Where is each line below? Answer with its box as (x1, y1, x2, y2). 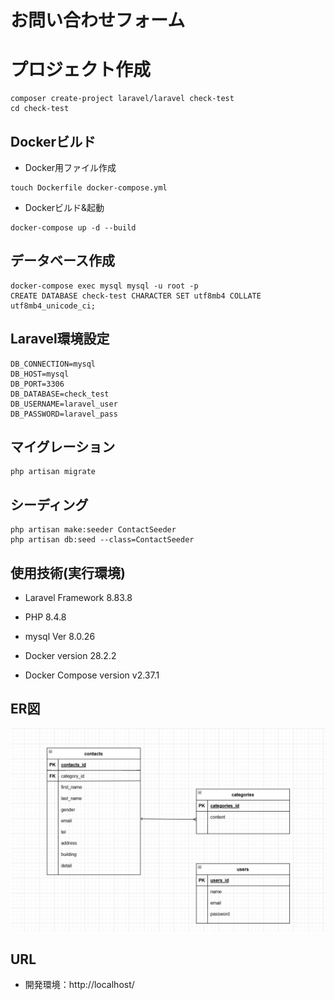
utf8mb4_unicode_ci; (10, 301, 97, 311)
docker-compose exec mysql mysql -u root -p (10, 281, 199, 291)
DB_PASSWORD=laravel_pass (10, 409, 118, 419)
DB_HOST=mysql (10, 369, 70, 379)
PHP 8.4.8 (24, 611, 67, 623)
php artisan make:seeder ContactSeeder (10, 525, 177, 535)
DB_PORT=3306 (10, 379, 65, 389)
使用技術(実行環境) (10, 564, 126, 581)
